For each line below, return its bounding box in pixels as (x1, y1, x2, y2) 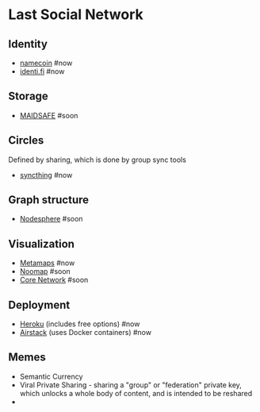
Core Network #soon (19, 275, 89, 285)
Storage (8, 90, 49, 103)
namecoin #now (19, 58, 73, 67)
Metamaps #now (19, 258, 75, 268)
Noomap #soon (19, 267, 71, 276)
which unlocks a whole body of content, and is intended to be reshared (19, 388, 253, 398)
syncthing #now (19, 170, 73, 179)
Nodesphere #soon (19, 214, 83, 224)
